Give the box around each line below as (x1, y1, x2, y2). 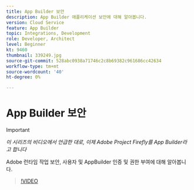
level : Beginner (6, 42, 46, 48)
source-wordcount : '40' (6, 69, 65, 75)
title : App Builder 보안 (6, 8, 65, 15)
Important (6, 126, 30, 134)
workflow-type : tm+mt (6, 63, 59, 69)
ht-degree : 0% (6, 74, 41, 80)
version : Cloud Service (6, 19, 65, 25)
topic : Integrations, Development (6, 31, 91, 36)
